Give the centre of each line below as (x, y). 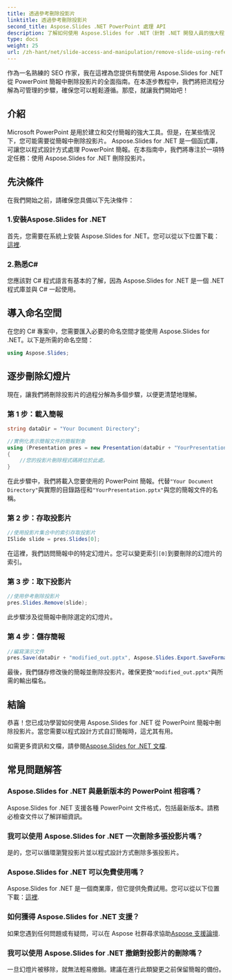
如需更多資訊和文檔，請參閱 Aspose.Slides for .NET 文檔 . (87, 746)
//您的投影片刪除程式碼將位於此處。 (64, 461)
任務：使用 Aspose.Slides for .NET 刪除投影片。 (81, 158)
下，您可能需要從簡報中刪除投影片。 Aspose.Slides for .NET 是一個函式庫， (114, 141)
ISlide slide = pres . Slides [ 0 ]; (54, 540)
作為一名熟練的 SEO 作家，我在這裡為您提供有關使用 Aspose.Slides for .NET (115, 73)
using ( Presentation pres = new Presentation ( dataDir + (89, 447)
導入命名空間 (35, 313)
